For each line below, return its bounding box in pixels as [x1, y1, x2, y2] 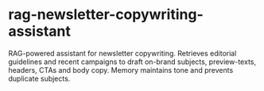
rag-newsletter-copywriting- [8, 6, 204, 24]
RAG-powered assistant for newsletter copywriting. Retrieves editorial [8, 48, 237, 58]
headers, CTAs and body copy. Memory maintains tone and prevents [8, 65, 234, 74]
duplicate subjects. [8, 74, 71, 83]
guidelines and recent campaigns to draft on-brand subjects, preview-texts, [8, 57, 257, 66]
